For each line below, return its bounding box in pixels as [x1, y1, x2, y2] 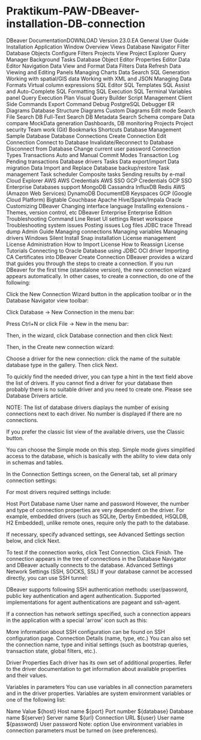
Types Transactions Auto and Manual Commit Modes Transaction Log [6, 151, 179, 158]
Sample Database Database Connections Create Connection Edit [6, 132, 167, 139]
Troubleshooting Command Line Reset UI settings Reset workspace [6, 215, 173, 222]
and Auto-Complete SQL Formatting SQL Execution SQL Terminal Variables [6, 88, 192, 95]
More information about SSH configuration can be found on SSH [6, 628, 166, 635]
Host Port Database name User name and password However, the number [6, 500, 190, 507]
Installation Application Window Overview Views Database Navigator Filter [6, 43, 190, 50]
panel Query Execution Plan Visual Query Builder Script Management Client [6, 94, 193, 101]
